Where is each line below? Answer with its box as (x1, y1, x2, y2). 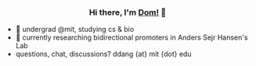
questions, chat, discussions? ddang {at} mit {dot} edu (15, 50, 192, 59)
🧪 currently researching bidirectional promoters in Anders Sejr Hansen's (15, 33, 248, 42)
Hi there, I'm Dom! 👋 (88, 7, 167, 18)
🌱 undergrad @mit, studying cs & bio (15, 25, 135, 34)
